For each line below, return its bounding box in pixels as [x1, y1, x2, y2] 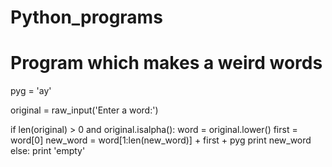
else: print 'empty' [10, 145, 86, 157]
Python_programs [10, 6, 163, 29]
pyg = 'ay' [10, 85, 52, 97]
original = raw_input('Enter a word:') [10, 104, 159, 116]
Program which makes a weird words [10, 52, 323, 75]
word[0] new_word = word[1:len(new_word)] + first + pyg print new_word [10, 134, 312, 146]
